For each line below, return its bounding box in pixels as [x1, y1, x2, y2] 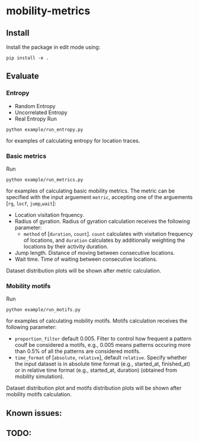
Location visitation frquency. [14, 211, 85, 218]
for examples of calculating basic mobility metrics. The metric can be [6, 187, 175, 194]
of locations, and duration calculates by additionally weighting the [23, 236, 185, 244]
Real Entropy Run [14, 115, 57, 122]
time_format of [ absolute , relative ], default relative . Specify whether [14, 354, 188, 361]
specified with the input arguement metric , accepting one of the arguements [6, 193, 193, 200]
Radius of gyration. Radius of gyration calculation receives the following [14, 217, 190, 225]
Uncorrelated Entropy [14, 109, 68, 116]
